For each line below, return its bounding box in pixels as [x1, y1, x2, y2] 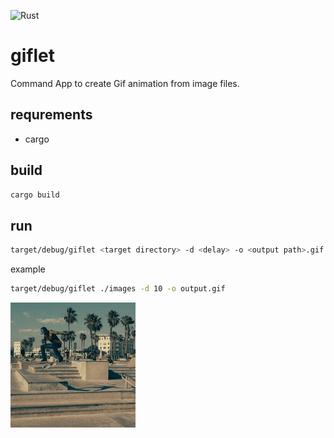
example [10, 263, 46, 275]
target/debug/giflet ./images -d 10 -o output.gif [10, 284, 226, 294]
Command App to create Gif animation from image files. [10, 77, 240, 89]
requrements [10, 106, 93, 124]
